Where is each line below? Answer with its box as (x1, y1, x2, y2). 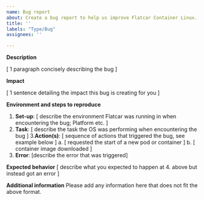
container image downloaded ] (15, 145, 93, 152)
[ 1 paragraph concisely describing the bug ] (6, 65, 118, 73)
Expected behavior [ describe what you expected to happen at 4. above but (6, 163, 198, 171)
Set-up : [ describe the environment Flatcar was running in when (15, 113, 177, 120)
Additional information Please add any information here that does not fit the (6, 182, 198, 189)
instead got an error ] (6, 170, 60, 177)
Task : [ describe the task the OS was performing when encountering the (15, 126, 197, 133)
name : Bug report (6, 9, 51, 15)
